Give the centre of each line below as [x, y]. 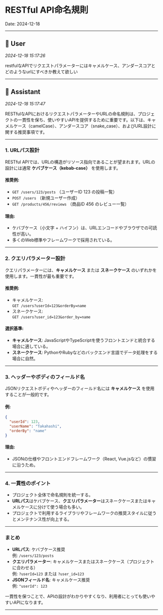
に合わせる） [25, 567]
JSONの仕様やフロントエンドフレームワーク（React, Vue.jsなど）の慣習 [84, 459]
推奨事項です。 [33, 132]
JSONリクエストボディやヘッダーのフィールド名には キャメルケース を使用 [80, 389]
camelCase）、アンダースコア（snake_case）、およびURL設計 [91, 126]
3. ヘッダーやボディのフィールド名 [45, 377]
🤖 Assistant [23, 92]
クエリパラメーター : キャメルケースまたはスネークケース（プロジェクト [83, 561]
